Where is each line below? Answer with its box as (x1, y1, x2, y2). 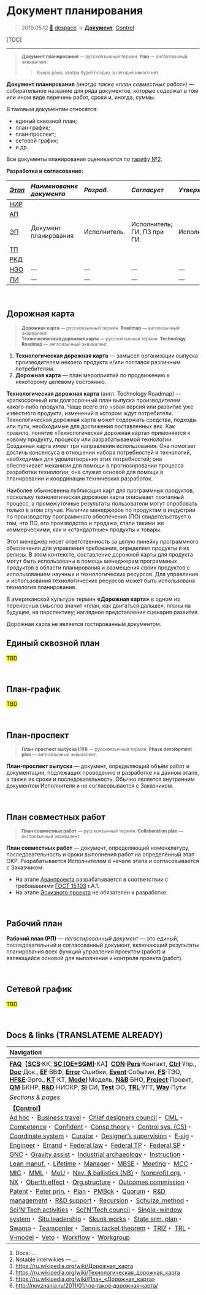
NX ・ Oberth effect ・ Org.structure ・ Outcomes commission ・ (9, 1178, 191, 1186)
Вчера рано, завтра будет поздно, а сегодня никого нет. (36, 69, 159, 76)
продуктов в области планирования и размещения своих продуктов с (6, 563, 190, 571)
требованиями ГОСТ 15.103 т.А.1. (15, 882, 100, 890)
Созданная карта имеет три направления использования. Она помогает (6, 442, 196, 449)
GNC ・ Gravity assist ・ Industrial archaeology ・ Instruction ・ (9, 1150, 187, 1159)
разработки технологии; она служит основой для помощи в (6, 468, 164, 475)
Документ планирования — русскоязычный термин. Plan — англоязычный (21, 53, 188, 60)
